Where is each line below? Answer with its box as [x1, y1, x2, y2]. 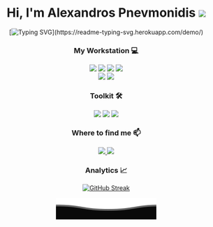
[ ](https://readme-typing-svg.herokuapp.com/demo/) [8, 28, 204, 36]
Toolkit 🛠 [89, 91, 123, 101]
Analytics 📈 [85, 165, 128, 175]
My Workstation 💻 [73, 45, 139, 55]
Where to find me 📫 [71, 128, 141, 138]
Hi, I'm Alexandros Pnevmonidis [6, 5, 196, 21]
